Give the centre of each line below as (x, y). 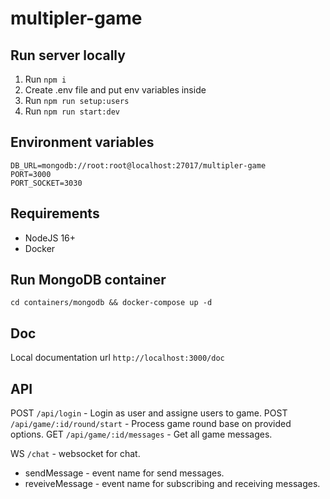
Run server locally (68, 55)
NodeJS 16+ (50, 238)
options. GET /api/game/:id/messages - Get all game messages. (141, 434)
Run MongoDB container (88, 280)
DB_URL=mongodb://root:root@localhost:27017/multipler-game (138, 165)
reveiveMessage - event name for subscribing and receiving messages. (172, 484)
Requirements (55, 213)
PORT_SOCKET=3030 (46, 183)
